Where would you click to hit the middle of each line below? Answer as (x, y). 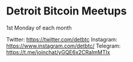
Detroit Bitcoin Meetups (66, 11)
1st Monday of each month (39, 28)
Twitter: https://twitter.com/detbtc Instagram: (62, 39)
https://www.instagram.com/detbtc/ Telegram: (64, 46)
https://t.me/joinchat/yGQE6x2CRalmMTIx (58, 52)
